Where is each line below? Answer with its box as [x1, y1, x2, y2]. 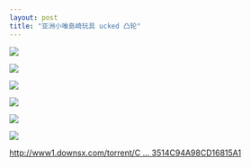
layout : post [9, 13, 58, 22]
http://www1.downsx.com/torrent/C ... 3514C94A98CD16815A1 [9, 147, 241, 158]
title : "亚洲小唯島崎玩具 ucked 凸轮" [9, 22, 141, 31]
